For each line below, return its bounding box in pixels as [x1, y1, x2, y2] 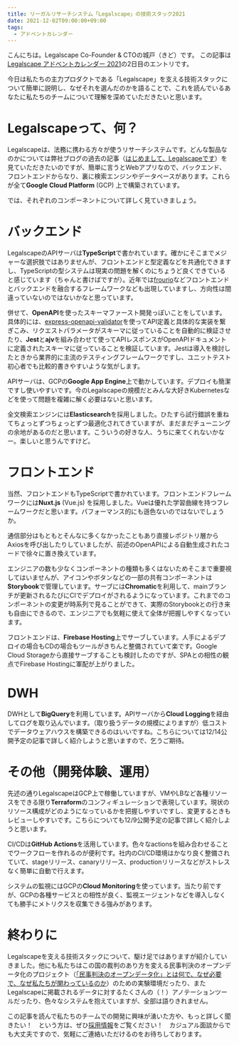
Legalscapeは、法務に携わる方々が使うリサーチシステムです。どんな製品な [7, 146, 228, 154]
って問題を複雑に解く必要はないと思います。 [26, 395, 156, 404]
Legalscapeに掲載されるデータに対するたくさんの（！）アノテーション [7, 987, 216, 996]
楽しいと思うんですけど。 [19, 437, 95, 446]
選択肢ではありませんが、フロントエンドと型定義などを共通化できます [26, 258, 232, 266]
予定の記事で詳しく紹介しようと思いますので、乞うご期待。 [13, 736, 188, 745]
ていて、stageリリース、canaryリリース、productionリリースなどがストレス [7, 857, 230, 866]
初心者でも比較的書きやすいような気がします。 [7, 362, 144, 371]
